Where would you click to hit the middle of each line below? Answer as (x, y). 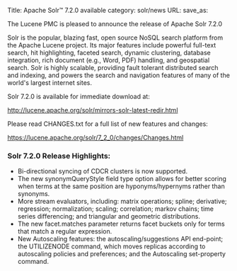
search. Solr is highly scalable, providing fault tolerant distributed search (113, 68)
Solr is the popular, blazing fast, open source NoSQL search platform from (115, 38)
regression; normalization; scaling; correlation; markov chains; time (116, 209)
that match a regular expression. (65, 231)
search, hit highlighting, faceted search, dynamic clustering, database (109, 53)
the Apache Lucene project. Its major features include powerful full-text (112, 45)
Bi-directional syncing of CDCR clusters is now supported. (103, 171)
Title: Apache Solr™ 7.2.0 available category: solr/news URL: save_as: (108, 10)
